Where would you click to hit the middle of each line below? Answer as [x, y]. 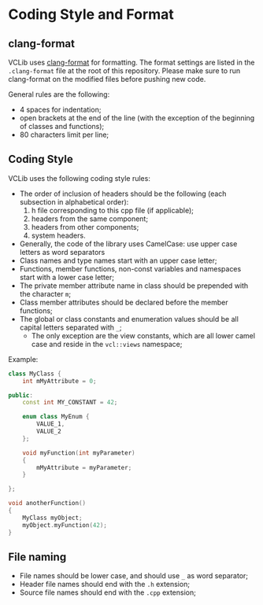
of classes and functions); [62, 126]
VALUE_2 [49, 432]
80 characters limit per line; [64, 135]
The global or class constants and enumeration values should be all [129, 319]
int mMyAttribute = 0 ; [59, 381]
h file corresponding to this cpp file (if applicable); [113, 210]
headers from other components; [85, 227]
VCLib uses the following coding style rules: [80, 178]
